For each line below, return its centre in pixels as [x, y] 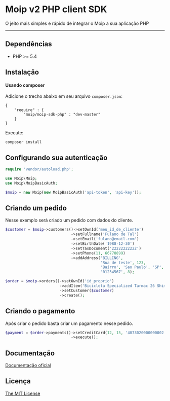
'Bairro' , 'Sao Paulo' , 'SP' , [132, 267]
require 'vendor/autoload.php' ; [39, 169]
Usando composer [25, 85]
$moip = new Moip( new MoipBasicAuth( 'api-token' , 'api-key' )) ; [73, 192]
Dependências [29, 44]
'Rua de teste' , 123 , [123, 263]
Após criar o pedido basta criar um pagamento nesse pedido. [69, 323]
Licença [18, 381]
